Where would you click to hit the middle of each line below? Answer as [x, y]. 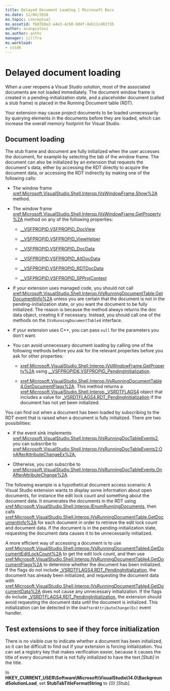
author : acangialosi [27, 29]
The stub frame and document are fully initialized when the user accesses [82, 151]
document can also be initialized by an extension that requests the [74, 162]
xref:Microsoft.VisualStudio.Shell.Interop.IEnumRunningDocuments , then [81, 506]
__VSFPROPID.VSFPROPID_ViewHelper [60, 239]
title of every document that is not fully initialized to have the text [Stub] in [82, 657]
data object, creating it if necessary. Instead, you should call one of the [87, 315]
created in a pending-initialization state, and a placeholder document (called [85, 97]
